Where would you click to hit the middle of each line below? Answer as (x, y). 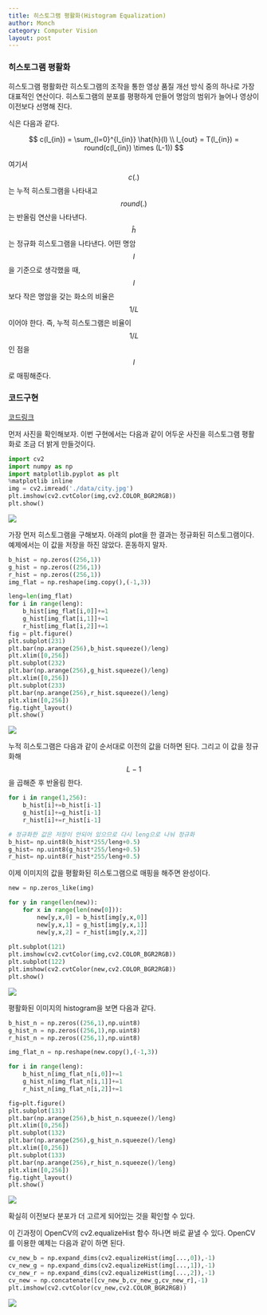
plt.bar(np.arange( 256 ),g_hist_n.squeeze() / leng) (92, 1141)
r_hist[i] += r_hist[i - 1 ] (62, 820)
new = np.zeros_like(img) (51, 888)
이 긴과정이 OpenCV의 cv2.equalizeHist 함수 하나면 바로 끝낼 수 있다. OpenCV (132, 1233)
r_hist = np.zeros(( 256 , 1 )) (55, 575)
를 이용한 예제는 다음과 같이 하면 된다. (67, 1243)
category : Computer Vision (53, 30)
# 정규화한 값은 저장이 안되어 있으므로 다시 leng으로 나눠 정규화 (102, 835)
